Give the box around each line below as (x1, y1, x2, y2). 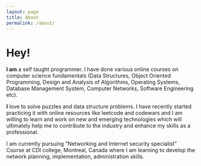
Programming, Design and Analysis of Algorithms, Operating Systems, (6, 79, 181, 86)
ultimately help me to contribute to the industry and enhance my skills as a (6, 122, 191, 129)
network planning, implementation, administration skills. (6, 153, 144, 160)
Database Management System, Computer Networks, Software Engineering (6, 85, 194, 92)
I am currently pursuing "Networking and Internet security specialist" (6, 140, 178, 147)
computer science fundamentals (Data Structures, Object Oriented (6, 72, 172, 79)
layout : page (6, 8, 39, 15)
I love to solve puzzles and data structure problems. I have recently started (6, 103, 192, 110)
